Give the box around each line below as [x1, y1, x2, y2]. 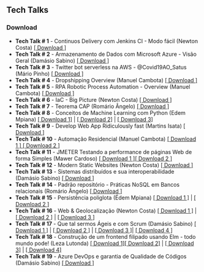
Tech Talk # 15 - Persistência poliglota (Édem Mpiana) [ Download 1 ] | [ [15, 193, 196, 201]
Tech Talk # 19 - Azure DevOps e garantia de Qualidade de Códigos [15, 252, 187, 260]
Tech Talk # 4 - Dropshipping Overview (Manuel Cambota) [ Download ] [15, 76, 198, 84]
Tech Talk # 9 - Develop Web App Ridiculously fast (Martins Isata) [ [15, 122, 186, 130]
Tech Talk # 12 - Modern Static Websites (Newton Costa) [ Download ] [15, 161, 194, 168]
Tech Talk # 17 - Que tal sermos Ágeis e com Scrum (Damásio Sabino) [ [15, 220, 197, 227]
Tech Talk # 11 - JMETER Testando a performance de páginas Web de [15, 148, 192, 155]
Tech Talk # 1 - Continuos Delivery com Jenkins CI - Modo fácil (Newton [15, 37, 198, 45]
